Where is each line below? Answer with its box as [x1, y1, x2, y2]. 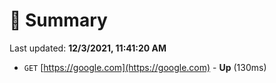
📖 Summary [9, 9, 108, 32]
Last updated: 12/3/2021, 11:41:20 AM [9, 42, 167, 54]
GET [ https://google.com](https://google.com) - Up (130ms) [23, 61, 267, 73]
